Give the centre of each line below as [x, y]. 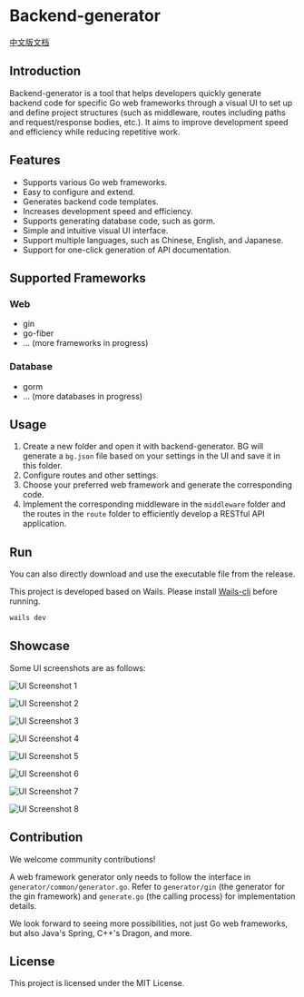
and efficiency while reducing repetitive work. [95, 132]
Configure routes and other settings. [90, 475]
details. [23, 905]
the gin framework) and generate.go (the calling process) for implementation [152, 896]
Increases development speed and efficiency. [108, 211]
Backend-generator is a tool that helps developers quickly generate [135, 93]
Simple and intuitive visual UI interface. [95, 230]
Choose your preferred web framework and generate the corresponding [157, 485]
